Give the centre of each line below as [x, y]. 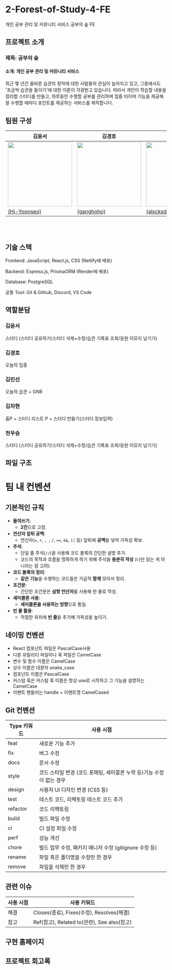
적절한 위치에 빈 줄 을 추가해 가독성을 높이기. [64, 617]
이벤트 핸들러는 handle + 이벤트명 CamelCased [61, 692]
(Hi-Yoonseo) [25, 212]
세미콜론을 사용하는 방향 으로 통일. [54, 605]
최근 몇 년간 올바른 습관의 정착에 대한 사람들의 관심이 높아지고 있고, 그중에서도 [83, 84]
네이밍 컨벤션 [25, 635]
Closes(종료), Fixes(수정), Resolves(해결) [81, 912]
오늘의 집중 [16, 365]
